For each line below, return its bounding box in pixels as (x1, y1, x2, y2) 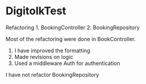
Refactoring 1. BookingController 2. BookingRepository (5, 24, 140, 31)
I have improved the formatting (14, 46, 90, 54)
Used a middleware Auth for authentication (14, 60, 120, 67)
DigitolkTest (5, 4, 66, 18)
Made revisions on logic (14, 53, 74, 60)
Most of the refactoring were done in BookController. (5, 35, 136, 42)
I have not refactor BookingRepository (5, 71, 99, 78)
